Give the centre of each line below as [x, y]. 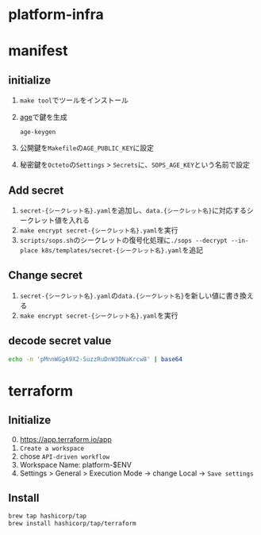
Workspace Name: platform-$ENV [76, 464]
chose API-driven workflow [64, 456]
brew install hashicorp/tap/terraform [72, 524]
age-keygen [38, 133]
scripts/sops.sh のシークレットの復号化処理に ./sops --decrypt [123, 240]
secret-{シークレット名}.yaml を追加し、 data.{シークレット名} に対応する [133, 210]
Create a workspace [52, 448]
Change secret [46, 275]
